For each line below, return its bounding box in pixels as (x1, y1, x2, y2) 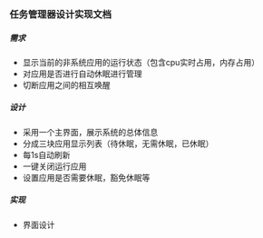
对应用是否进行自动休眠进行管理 (22, 68, 142, 79)
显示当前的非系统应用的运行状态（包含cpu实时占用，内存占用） (22, 56, 260, 67)
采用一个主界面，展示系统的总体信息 (22, 126, 159, 137)
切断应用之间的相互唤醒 (22, 79, 111, 90)
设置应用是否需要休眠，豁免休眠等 (22, 172, 151, 183)
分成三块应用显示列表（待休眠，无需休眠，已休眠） (22, 138, 214, 149)
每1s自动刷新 (22, 149, 71, 160)
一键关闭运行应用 (22, 161, 87, 172)
